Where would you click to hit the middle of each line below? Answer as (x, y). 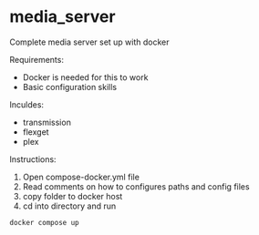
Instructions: (33, 159)
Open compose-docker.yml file (81, 177)
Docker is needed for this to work (85, 77)
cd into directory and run (69, 206)
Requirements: (36, 59)
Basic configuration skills (69, 87)
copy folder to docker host (73, 196)
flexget (36, 132)
